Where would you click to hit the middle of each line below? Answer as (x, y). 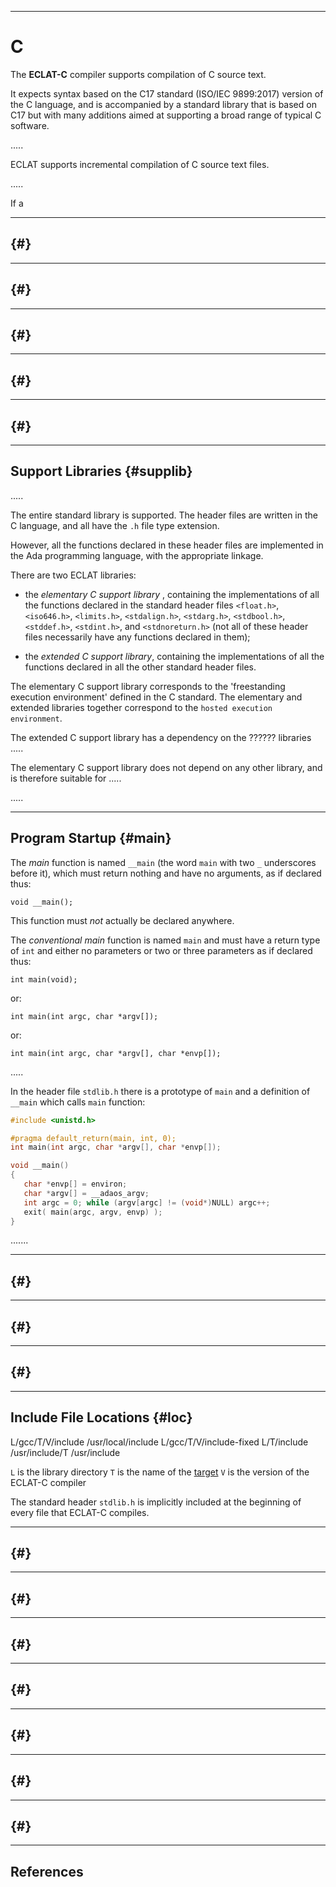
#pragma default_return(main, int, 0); (93, 1138)
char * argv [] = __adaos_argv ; (86, 1193)
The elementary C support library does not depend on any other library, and (166, 767)
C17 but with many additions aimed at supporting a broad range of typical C (166, 115)
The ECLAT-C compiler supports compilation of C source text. (138, 74)
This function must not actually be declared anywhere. (122, 920)
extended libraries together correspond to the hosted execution (141, 707)
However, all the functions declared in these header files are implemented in (167, 545)
